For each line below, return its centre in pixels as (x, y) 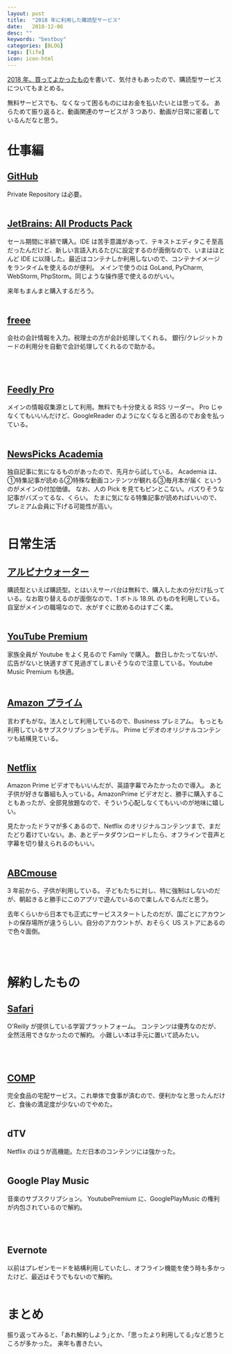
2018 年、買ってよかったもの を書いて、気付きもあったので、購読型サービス (115, 79)
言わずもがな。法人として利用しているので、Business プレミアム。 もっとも (115, 721)
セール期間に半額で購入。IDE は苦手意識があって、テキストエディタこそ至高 (115, 241)
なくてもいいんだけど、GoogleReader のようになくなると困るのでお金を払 (113, 416)
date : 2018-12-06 (35, 26)
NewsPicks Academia (55, 454)
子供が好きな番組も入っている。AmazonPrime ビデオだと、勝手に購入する (113, 794)
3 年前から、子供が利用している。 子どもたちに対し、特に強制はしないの (111, 891)
